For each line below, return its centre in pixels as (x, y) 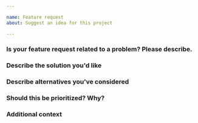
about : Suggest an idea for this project (60, 23)
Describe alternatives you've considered (68, 82)
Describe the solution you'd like (54, 65)
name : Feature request (35, 17)
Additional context (34, 115)
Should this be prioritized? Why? (56, 98)
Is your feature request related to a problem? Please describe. (99, 49)
